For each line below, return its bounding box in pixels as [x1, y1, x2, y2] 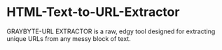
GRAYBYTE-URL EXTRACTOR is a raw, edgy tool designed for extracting [6, 27, 216, 35]
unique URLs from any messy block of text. [6, 34, 131, 42]
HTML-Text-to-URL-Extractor [6, 4, 180, 20]
